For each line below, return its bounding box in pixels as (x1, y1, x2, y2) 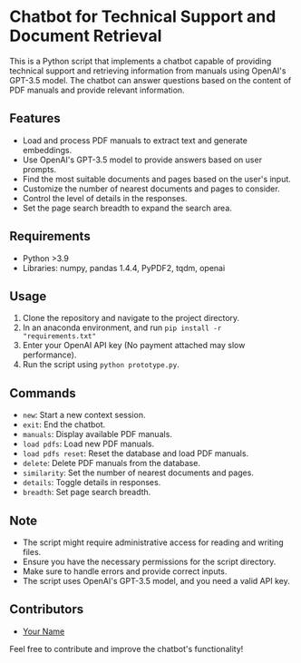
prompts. (22, 163, 57, 174)
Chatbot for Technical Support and (9, 6, 277, 27)
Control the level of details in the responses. (22, 192, 188, 203)
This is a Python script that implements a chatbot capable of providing (9, 55, 272, 66)
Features (9, 111, 61, 126)
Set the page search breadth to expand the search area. (22, 202, 233, 213)
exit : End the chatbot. (22, 419, 106, 430)
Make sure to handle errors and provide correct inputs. (22, 566, 228, 577)
